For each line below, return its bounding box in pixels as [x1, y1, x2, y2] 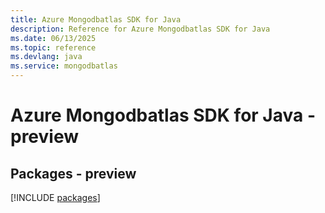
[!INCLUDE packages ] [10, 192, 101, 203]
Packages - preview [10, 165, 137, 182]
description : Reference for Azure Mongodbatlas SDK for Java [10, 24, 271, 34]
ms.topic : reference [10, 42, 97, 53]
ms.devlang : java [10, 52, 83, 62]
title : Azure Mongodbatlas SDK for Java [10, 14, 182, 25]
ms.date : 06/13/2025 [10, 33, 97, 43]
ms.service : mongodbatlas [10, 61, 118, 71]
